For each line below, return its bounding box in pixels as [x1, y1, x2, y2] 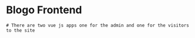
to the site [6, 27, 35, 33]
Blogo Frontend [6, 3, 82, 17]
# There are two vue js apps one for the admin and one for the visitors [6, 22, 190, 28]
